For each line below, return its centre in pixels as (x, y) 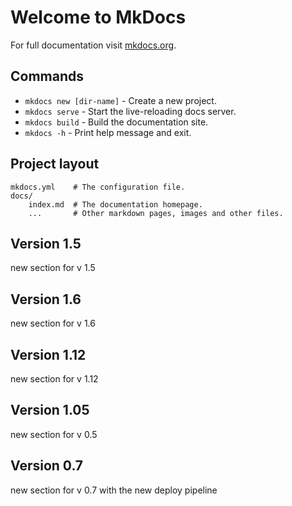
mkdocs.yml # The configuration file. (98, 187)
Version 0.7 (47, 466)
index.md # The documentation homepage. (115, 204)
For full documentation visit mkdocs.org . (93, 45)
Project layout (55, 164)
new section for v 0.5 (54, 434)
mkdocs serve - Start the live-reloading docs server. (130, 111)
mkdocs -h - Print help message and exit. (108, 132)
